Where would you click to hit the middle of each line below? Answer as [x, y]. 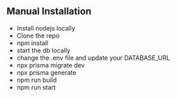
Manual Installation [49, 11]
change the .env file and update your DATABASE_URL [93, 58]
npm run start [36, 87]
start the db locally [44, 50]
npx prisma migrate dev [51, 65]
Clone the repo [38, 35]
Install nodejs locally [46, 28]
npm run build [37, 80]
